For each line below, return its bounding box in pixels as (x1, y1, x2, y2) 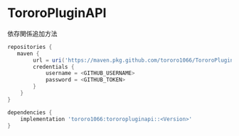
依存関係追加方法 (7, 29, 58, 38)
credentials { (33, 63, 75, 70)
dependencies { (7, 108, 53, 116)
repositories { (7, 43, 53, 50)
